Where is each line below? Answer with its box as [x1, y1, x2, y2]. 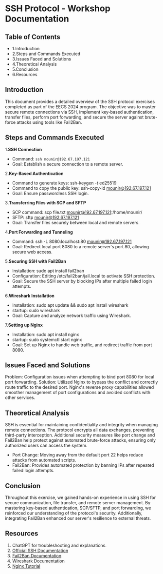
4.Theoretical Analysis [12, 61, 57, 67]
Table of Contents [5, 33, 61, 41]
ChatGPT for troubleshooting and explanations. [12, 542, 107, 548]
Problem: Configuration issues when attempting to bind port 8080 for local [5, 374, 155, 380]
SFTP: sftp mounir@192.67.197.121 [12, 214, 79, 220]
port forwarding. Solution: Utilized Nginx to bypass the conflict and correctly [5, 379, 158, 385]
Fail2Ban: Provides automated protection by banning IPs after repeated [12, 462, 154, 468]
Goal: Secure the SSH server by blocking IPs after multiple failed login [12, 278, 152, 284]
